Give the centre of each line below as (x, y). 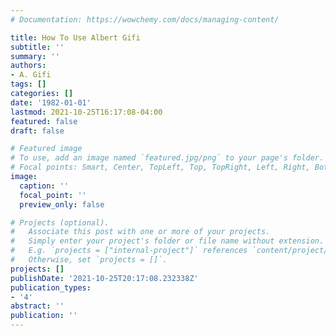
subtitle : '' (37, 47)
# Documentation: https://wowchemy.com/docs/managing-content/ (145, 19)
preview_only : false (62, 204)
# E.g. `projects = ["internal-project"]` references (129, 251)
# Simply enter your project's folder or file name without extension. (167, 241)
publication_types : (51, 287)
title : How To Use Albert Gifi (75, 37)
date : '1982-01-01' (51, 102)
